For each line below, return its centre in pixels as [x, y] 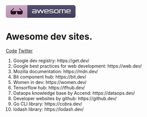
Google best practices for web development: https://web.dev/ [78, 66]
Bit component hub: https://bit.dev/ [50, 77]
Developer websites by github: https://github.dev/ [65, 98]
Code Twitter [19, 50]
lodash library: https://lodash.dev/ [48, 109]
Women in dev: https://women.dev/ [50, 82]
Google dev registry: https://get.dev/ [51, 61]
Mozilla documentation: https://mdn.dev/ [56, 71]
